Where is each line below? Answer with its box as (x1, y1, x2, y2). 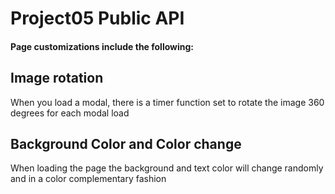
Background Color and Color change (10, 135, 242, 152)
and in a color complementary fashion (10, 173, 167, 185)
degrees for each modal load (10, 107, 130, 119)
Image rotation (10, 70, 104, 87)
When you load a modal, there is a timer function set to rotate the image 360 (10, 96, 325, 108)
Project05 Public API (10, 7, 185, 30)
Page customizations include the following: (10, 40, 195, 52)
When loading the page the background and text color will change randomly (10, 162, 324, 174)
